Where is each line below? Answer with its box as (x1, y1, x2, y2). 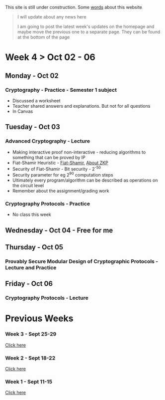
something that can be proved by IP (12, 154, 85, 160)
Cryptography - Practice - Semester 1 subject (5, 86, 117, 93)
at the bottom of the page (17, 34, 70, 40)
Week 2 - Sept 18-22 (5, 354, 56, 361)
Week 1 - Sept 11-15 (5, 378, 53, 385)
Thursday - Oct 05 (5, 243, 64, 251)
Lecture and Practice (5, 264, 57, 271)
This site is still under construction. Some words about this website (5, 4, 143, 10)
